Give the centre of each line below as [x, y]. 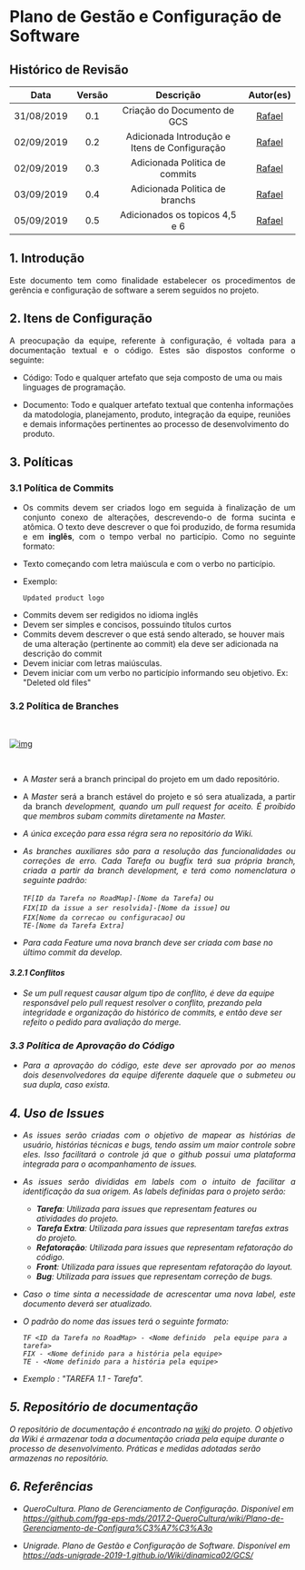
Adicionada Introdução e [178, 136]
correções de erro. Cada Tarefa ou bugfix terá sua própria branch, [159, 860]
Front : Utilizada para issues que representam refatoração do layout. [164, 1267]
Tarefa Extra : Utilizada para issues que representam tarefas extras [162, 1227]
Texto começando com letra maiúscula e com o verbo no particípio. [149, 564]
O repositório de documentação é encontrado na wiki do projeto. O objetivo [151, 1429]
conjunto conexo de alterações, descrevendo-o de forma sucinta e [159, 517]
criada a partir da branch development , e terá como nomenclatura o [159, 870]
